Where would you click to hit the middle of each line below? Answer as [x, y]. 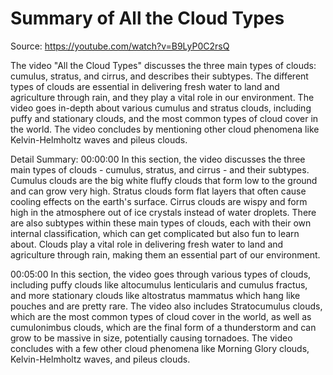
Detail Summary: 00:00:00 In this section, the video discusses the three [158, 159]
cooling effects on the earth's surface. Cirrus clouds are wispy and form [159, 201]
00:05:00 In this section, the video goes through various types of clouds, [161, 274]
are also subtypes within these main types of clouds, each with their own [161, 223]
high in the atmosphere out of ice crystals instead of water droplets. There [163, 212]
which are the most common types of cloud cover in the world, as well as [161, 316]
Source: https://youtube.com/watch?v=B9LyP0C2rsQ [120, 46]
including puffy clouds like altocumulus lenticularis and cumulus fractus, [159, 284]
